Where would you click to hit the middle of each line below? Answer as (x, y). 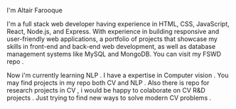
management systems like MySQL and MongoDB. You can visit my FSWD (114, 54)
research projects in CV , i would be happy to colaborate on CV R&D (106, 90)
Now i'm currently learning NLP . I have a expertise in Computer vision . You (118, 75)
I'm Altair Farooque (35, 10)
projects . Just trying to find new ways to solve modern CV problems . (109, 98)
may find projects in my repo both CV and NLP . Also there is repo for (108, 83)
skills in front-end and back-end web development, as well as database (111, 46)
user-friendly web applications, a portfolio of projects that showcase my (112, 39)
